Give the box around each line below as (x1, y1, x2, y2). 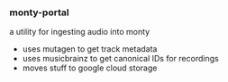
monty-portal (9, 6, 69, 19)
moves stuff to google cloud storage (22, 62, 158, 73)
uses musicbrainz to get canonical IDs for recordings (22, 53, 219, 64)
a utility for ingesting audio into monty (9, 27, 150, 37)
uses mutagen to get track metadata (22, 44, 158, 54)
